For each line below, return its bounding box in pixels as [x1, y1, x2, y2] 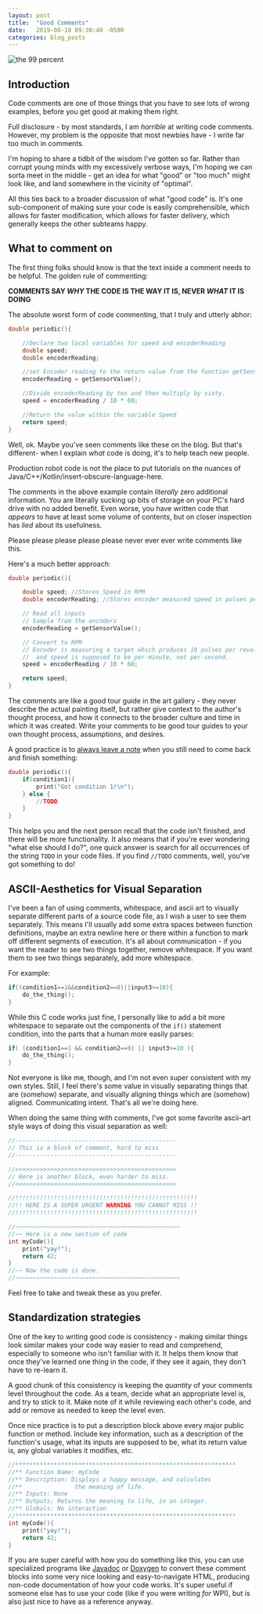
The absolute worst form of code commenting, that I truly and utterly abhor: [8, 309, 252, 319]
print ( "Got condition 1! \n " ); [36, 783, 135, 791]
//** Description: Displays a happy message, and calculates [8, 1475, 212, 1484]
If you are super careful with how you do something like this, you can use [8, 1555, 244, 1565]
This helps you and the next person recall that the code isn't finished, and [8, 826, 246, 836]
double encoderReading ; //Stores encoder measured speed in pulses [22, 596, 247, 604]
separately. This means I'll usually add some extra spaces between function [8, 919, 253, 929]
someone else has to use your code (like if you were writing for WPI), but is [8, 1589, 250, 1598]
